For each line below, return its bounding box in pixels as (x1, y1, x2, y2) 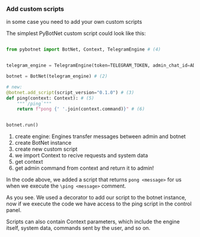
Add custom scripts (6, 5, 64, 13)
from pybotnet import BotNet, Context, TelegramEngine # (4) (6, 46, 161, 52)
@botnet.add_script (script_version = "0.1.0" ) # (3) (6, 89, 135, 95)
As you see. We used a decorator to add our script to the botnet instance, (6, 194, 186, 201)
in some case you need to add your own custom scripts (6, 18, 142, 26)
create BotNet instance (14, 139, 71, 146)
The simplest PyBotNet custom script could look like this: (6, 30, 146, 37)
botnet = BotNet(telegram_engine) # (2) (6, 73, 108, 79)
